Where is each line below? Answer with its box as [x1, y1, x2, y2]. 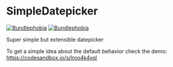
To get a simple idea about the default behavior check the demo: [6, 47, 168, 55]
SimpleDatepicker [6, 4, 98, 18]
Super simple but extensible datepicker [6, 36, 104, 43]
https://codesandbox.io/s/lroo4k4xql [6, 54, 97, 61]
